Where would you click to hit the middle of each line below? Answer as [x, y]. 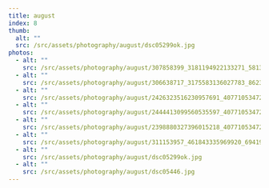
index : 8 [23, 23]
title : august [32, 16]
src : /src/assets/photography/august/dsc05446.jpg [109, 172]
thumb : [19, 30]
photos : [21, 53]
